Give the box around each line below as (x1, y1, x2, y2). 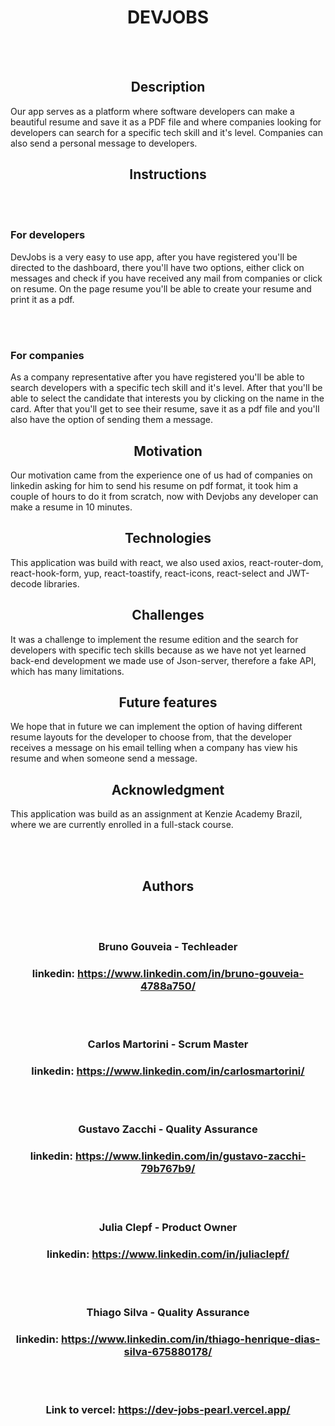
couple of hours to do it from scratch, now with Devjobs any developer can (10, 490, 319, 502)
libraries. (43, 577, 80, 590)
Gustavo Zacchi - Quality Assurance (78, 1122, 258, 1136)
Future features (118, 694, 218, 711)
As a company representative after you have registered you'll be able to (10, 371, 305, 383)
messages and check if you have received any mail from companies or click (10, 272, 323, 284)
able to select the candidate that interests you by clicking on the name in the (10, 392, 325, 405)
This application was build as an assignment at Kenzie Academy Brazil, (10, 808, 303, 820)
